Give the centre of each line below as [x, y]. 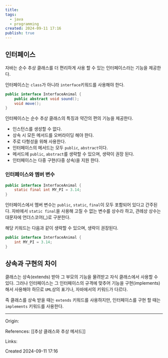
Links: [11, 341]
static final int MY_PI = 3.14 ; [48, 190]
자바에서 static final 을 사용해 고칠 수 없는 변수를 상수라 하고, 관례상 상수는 [86, 211]
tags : [11, 15]
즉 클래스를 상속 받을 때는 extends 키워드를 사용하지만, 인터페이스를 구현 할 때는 [83, 300]
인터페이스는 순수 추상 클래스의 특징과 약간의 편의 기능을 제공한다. [69, 118]
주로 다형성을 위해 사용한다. [39, 141]
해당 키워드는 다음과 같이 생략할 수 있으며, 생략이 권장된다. [62, 228]
